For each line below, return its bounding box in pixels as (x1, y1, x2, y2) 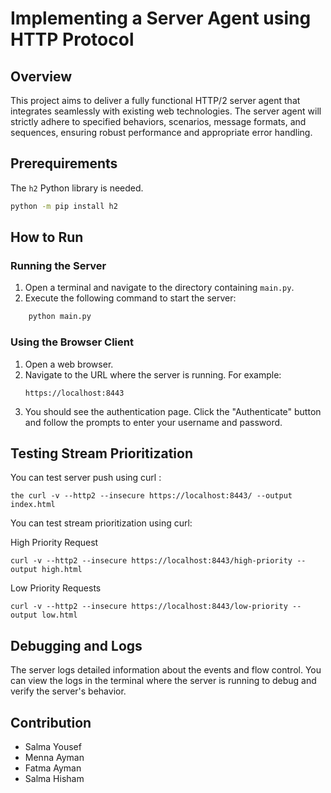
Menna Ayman (24, 751, 85, 763)
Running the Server (10, 259, 107, 272)
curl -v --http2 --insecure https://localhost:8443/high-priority (10, 556, 293, 566)
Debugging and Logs (10, 637, 143, 654)
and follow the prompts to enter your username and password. (24, 416, 283, 428)
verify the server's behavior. (10, 685, 127, 697)
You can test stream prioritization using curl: (10, 517, 193, 529)
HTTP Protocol (10, 28, 135, 51)
